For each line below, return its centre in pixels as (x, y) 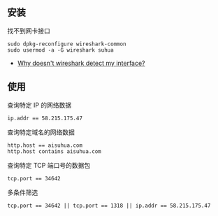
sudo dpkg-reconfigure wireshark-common (67, 44)
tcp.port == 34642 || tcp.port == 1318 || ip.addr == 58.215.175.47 (109, 206)
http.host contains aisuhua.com (54, 151)
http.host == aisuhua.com (45, 145)
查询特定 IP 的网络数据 (39, 105)
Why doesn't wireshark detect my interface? (81, 63)
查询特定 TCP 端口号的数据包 (49, 165)
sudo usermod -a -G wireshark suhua (60, 50)
